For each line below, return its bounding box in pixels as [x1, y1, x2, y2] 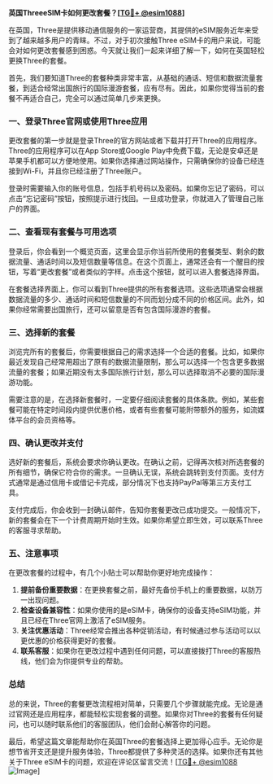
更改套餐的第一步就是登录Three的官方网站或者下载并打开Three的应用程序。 [8, 136, 262, 146]
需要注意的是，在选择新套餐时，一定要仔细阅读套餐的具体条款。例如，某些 [8, 394, 258, 404]
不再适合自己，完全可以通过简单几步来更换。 [15, 94, 165, 103]
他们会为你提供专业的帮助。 [34, 656, 128, 666]
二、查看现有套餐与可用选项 [8, 226, 117, 238]
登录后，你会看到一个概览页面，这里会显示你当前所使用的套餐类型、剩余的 [8, 246, 258, 256]
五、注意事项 [8, 548, 59, 559]
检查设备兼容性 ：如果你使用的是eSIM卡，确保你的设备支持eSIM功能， [19, 606, 254, 615]
